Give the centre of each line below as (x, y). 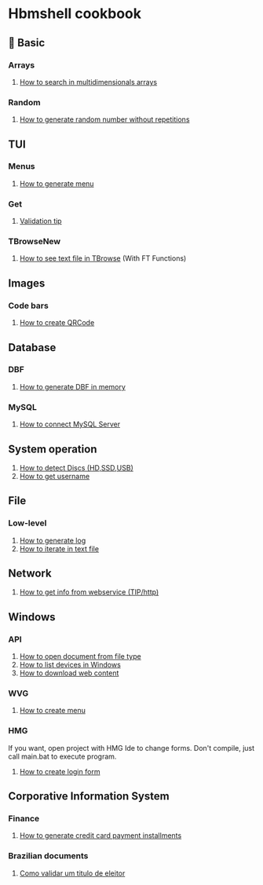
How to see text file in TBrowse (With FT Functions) (103, 258)
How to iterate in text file (59, 549)
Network (30, 574)
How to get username (55, 476)
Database (32, 347)
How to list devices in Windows (70, 665)
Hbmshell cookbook (75, 14)
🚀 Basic (27, 43)
